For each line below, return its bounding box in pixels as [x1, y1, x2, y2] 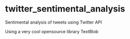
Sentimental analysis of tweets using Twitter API [5, 19, 102, 25]
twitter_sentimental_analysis [5, 3, 126, 14]
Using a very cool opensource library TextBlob [5, 28, 99, 34]
